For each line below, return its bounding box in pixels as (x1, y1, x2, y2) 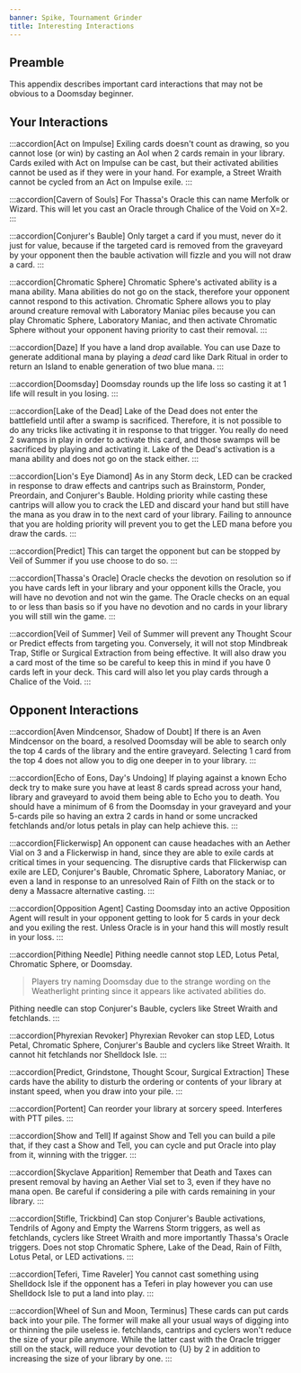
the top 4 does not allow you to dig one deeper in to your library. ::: (9, 754, 257, 765)
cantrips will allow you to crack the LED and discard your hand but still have (9, 500, 289, 510)
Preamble (9, 55, 65, 70)
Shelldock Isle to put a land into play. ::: (9, 1287, 155, 1298)
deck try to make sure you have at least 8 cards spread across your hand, (9, 781, 282, 792)
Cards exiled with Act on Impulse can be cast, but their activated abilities (9, 158, 279, 168)
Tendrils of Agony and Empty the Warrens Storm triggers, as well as (9, 1222, 261, 1233)
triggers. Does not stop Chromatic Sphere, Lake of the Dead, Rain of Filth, (9, 1242, 282, 1252)
